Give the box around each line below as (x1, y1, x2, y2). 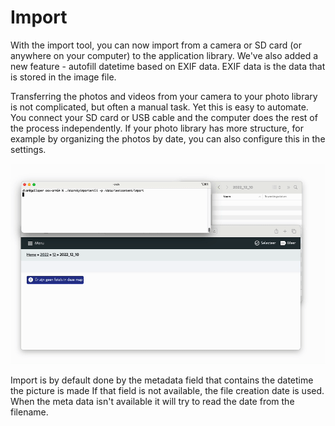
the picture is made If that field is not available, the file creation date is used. (10, 385, 325, 397)
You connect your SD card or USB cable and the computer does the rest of (10, 111, 318, 123)
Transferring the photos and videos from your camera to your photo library (10, 90, 318, 102)
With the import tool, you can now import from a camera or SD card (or (10, 39, 302, 51)
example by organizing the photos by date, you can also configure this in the (10, 132, 326, 145)
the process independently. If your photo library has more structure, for (10, 122, 304, 134)
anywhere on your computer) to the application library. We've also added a (10, 49, 319, 61)
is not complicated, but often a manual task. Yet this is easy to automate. (10, 101, 309, 113)
